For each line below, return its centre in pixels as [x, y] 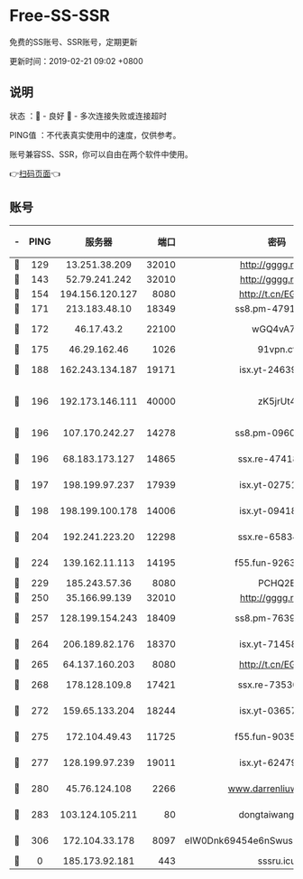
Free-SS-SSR [60, 16]
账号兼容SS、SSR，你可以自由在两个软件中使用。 [101, 154]
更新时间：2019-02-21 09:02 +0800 [76, 61]
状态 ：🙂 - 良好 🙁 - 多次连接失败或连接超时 [88, 116]
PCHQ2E [277, 583]
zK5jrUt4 [277, 401]
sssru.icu [277, 861]
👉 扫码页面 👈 [35, 173]
